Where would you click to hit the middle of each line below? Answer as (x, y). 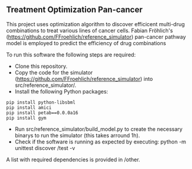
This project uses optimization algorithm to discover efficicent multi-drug (96, 24)
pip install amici (29, 107)
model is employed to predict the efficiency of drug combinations (86, 43)
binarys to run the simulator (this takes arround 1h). (77, 135)
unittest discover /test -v (45, 148)
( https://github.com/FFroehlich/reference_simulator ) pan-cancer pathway (96, 37)
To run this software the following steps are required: (71, 54)
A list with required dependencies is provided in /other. (73, 159)
